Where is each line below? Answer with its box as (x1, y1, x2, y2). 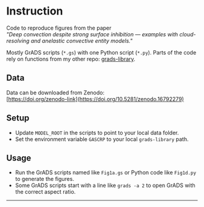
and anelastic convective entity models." (30, 37, 133, 44)
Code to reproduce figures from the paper (6, 24, 112, 31)
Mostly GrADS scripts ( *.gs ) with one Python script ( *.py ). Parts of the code (6, 48, 197, 56)
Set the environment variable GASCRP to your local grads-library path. (15, 135, 189, 143)
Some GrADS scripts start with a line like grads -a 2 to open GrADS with (15, 182, 195, 189)
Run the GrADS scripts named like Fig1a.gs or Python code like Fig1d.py (15, 169, 196, 176)
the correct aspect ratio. (15, 188, 76, 195)
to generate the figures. (15, 176, 75, 183)
